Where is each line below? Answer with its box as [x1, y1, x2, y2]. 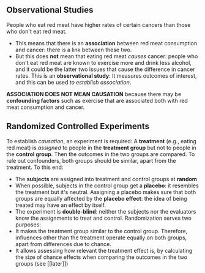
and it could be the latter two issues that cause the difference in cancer [15, 65, 195, 73]
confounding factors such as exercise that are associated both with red [6, 97, 188, 104]
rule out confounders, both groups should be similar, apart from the [6, 157, 176, 164]
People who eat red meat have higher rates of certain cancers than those [6, 21, 191, 28]
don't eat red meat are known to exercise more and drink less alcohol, [15, 59, 192, 66]
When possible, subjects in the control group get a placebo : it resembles [15, 182, 199, 189]
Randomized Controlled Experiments [6, 121, 150, 132]
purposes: [15, 220, 42, 228]
